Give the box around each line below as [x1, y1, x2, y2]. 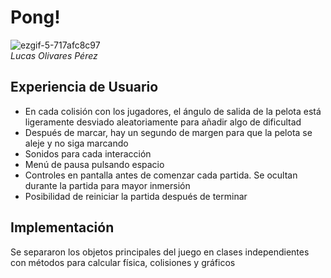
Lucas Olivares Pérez [10, 49, 98, 61]
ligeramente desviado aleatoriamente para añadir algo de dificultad [24, 116, 302, 128]
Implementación [10, 219, 115, 236]
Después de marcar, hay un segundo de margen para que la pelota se [24, 126, 313, 138]
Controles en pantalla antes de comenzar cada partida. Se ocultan [24, 169, 298, 181]
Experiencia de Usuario [10, 79, 159, 96]
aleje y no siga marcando [24, 137, 129, 149]
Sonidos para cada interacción [24, 147, 152, 160]
